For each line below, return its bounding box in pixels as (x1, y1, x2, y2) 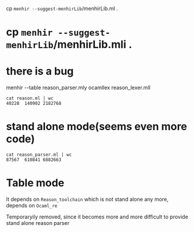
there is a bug (6, 64, 74, 78)
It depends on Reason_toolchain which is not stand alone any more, (6, 196, 169, 203)
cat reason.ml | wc (6, 95, 54, 101)
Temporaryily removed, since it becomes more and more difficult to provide (6, 213, 189, 220)
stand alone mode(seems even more (6, 120, 188, 134)
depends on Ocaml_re (6, 202, 57, 209)
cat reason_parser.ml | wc (6, 152, 72, 158)
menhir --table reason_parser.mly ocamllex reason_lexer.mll (6, 84, 151, 91)
